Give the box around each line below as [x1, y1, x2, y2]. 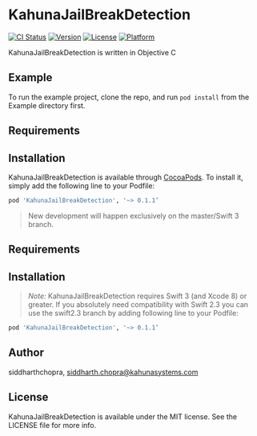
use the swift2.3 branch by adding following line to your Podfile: [27, 309, 239, 318]
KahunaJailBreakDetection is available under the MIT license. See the [8, 411, 238, 422]
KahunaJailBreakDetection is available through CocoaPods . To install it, [8, 172, 243, 182]
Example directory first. [8, 100, 86, 110]
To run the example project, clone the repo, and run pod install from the [8, 92, 250, 102]
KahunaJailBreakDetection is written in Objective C [8, 47, 176, 57]
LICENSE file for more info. [8, 420, 97, 430]
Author [8, 346, 44, 360]
